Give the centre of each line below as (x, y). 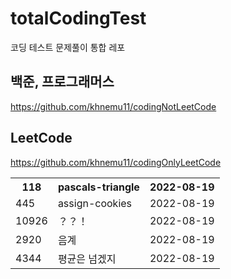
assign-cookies (95, 203)
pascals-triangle (98, 187)
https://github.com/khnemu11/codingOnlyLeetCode (116, 162)
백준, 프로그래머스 (62, 82)
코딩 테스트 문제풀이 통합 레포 (68, 47)
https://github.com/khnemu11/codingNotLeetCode (113, 106)
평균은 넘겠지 (87, 259)
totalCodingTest (78, 18)
